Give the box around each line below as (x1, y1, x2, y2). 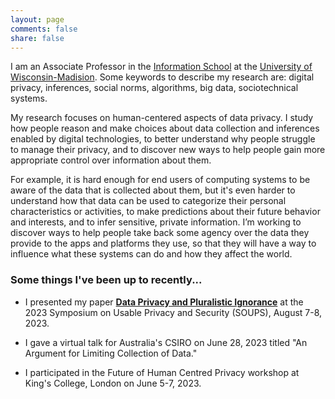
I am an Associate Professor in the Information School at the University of (10, 61, 313, 73)
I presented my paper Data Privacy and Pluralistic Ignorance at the (24, 296, 304, 308)
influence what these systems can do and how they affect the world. (10, 248, 293, 260)
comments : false (10, 24, 78, 34)
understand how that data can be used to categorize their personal (10, 195, 287, 207)
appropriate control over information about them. (10, 154, 212, 166)
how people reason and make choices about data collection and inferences (10, 122, 320, 135)
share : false (10, 33, 65, 43)
